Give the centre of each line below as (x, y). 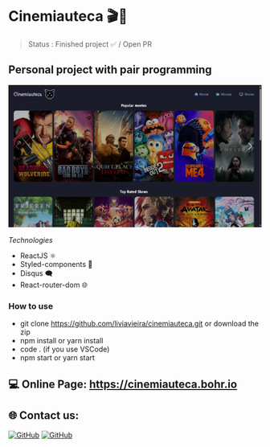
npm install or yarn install (61, 341)
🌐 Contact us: (44, 416)
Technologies (31, 240)
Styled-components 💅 (56, 265)
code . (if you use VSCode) (65, 349)
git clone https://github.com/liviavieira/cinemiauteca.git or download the (139, 324)
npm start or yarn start (57, 358)
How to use (31, 306)
